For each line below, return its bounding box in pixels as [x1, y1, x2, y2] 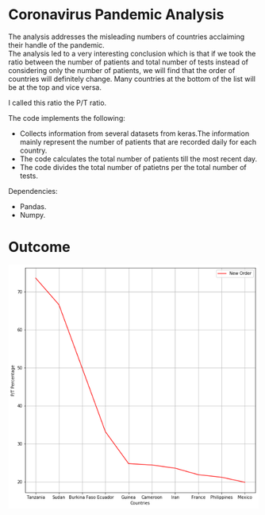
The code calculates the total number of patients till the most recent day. [19, 153, 258, 164]
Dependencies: [8, 186, 58, 196]
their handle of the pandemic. [8, 40, 105, 49]
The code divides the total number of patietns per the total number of [19, 162, 248, 172]
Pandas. [19, 201, 47, 211]
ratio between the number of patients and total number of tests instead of [8, 57, 248, 67]
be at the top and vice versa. [8, 82, 102, 92]
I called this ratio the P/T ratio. [8, 98, 107, 107]
